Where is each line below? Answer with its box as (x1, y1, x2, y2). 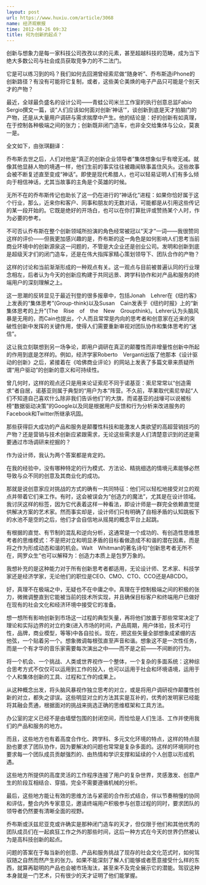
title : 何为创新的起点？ (6, 32, 63, 38)
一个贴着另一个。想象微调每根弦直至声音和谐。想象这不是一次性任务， (22, 637, 200, 644)
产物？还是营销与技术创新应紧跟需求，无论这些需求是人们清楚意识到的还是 (6, 431, 194, 438)
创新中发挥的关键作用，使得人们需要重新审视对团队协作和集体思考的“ (17, 323, 192, 330)
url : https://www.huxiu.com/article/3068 (6, 15, 114, 21)
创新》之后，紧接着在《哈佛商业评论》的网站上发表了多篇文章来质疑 (17, 358, 189, 366)
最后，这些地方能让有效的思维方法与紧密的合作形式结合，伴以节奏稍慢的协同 (6, 792, 200, 800)
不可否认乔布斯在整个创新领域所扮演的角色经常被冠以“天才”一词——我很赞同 (6, 228, 199, 235)
